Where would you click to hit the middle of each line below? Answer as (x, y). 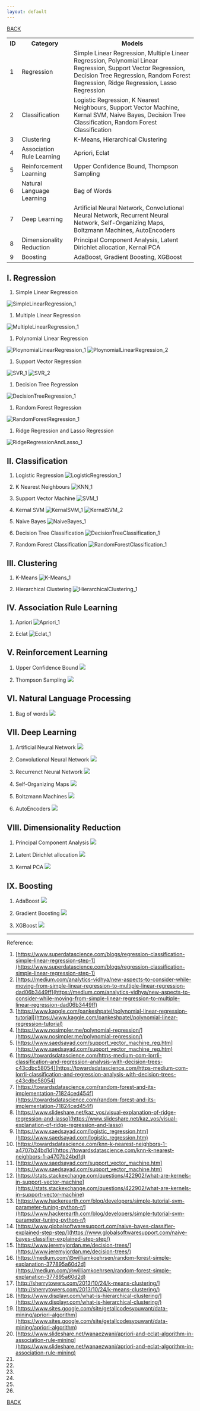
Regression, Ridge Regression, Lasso (125, 83)
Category (45, 43)
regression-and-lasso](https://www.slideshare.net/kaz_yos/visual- (96, 1118)
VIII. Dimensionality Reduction (64, 827)
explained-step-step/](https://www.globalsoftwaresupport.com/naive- (101, 1232)
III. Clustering (32, 563)
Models (132, 43)
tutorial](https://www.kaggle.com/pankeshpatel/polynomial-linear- (96, 1017)
